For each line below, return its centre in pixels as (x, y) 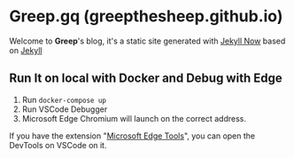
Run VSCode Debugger (65, 109)
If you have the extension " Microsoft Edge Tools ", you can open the (132, 136)
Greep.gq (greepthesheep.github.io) (146, 16)
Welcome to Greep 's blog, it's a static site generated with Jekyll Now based (147, 41)
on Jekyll (26, 50)
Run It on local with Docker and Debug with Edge (146, 79)
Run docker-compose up (64, 99)
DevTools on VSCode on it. (58, 145)
